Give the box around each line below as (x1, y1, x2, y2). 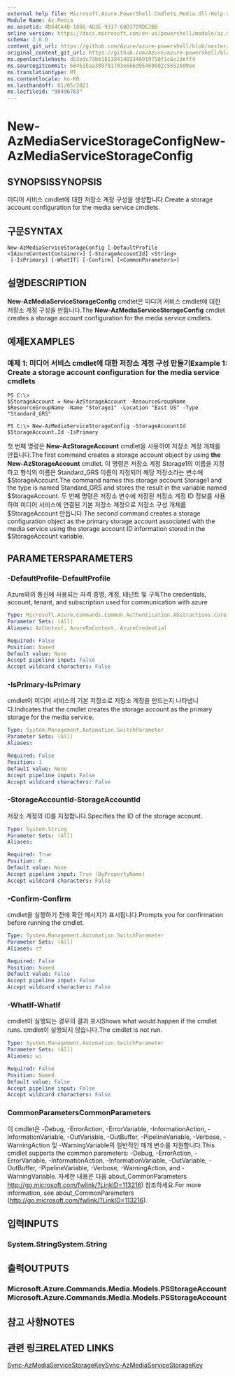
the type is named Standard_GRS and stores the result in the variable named (7, 483, 227, 492)
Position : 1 (7, 758, 42, 766)
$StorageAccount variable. (7, 532, 85, 541)
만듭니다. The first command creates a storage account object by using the (7, 451, 221, 459)
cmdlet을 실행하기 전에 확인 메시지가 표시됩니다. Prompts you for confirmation (7, 911, 224, 919)
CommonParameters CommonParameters (7, 1108, 152, 1118)
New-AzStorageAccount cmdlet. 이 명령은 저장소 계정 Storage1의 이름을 (7, 460, 212, 468)
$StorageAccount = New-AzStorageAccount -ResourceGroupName (7, 398, 187, 406)
